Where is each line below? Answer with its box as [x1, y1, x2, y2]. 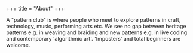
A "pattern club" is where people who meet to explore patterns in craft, [6, 16, 181, 23]
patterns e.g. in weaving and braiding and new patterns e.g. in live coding [6, 29, 188, 36]
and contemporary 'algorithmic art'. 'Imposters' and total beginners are [6, 35, 181, 42]
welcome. [6, 41, 30, 48]
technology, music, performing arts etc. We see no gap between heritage [6, 23, 186, 29]
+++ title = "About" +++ [6, 5, 65, 12]
